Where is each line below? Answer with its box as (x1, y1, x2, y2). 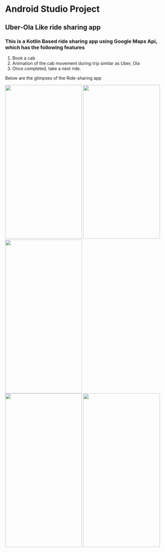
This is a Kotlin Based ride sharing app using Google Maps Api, (5, 38, 158, 45)
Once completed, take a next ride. (12, 65, 81, 71)
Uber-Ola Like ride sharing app (5, 23, 101, 31)
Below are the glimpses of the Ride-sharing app (5, 75, 102, 81)
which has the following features (5, 44, 85, 51)
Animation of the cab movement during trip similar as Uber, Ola (12, 60, 140, 66)
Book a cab (12, 55, 35, 61)
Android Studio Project (5, 3, 100, 15)
